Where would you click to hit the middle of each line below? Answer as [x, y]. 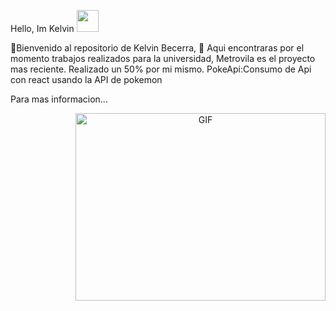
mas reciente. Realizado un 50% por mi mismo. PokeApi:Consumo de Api [161, 69]
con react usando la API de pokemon [86, 79]
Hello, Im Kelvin [42, 28]
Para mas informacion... [59, 99]
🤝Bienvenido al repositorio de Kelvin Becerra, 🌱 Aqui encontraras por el [157, 48]
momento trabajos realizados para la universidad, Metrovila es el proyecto [163, 58]
